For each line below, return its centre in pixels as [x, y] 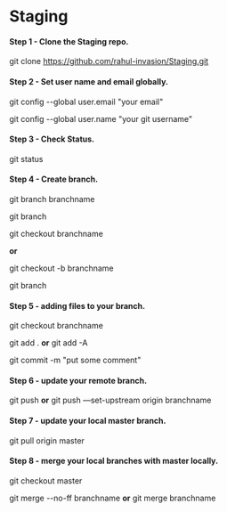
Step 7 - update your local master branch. [88, 421]
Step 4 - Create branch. [54, 179]
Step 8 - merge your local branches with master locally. [114, 461]
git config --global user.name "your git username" [101, 118]
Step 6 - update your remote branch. [78, 380]
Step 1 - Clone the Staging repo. [69, 41]
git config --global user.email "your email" [86, 102]
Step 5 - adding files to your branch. [77, 305]
